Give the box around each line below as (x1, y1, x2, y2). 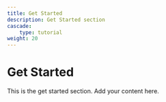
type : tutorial (19, 29, 63, 36)
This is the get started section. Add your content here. (7, 87, 159, 95)
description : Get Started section (7, 16, 106, 23)
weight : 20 (7, 35, 38, 42)
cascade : (7, 22, 32, 29)
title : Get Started (7, 10, 63, 17)
